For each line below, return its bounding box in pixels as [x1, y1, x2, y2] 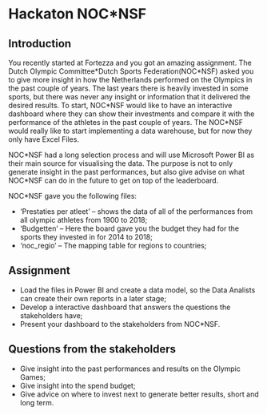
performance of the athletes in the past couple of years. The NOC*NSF [8, 118, 244, 127]
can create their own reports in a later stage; [19, 293, 166, 303]
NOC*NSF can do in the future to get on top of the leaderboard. [8, 175, 219, 185]
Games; [19, 372, 46, 381]
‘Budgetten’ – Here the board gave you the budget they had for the [19, 224, 240, 233]
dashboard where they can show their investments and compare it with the [8, 109, 255, 119]
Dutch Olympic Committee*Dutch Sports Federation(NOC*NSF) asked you [8, 66, 254, 76]
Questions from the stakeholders [8, 342, 177, 357]
